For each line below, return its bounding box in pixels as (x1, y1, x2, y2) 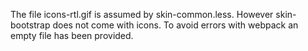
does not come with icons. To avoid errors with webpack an (52, 19, 299, 31)
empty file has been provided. (10, 30, 134, 41)
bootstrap (10, 19, 51, 31)
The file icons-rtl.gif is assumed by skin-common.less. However (10, 9, 274, 20)
